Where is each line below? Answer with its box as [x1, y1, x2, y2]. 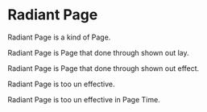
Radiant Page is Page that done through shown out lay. [7, 48, 190, 57]
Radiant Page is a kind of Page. [7, 32, 111, 42]
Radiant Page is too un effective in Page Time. [7, 94, 160, 104]
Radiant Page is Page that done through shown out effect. [7, 63, 200, 73]
